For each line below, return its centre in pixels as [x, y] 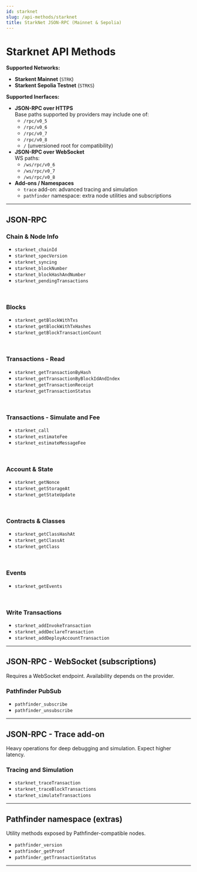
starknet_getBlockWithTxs [46, 320]
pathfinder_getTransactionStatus [55, 858]
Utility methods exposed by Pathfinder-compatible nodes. [76, 833]
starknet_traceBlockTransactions [55, 789]
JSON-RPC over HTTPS [44, 108]
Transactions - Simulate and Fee [53, 417]
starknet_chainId [36, 250]
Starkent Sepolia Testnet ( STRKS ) [55, 85]
